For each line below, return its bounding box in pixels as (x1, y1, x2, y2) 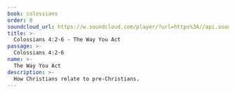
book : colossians (7, 10, 58, 17)
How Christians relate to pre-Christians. (13, 75, 140, 83)
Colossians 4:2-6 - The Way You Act (13, 36, 121, 43)
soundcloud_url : (7, 23, 55, 30)
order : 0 (7, 17, 33, 24)
